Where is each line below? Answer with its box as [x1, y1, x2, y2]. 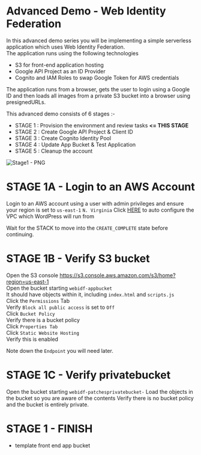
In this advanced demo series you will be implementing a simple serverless [6, 37, 192, 44]
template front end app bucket [14, 442, 91, 449]
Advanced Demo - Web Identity [6, 4, 166, 18]
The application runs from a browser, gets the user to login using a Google [6, 85, 190, 93]
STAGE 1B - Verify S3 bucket [6, 252, 150, 266]
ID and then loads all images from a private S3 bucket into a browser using [6, 92, 191, 99]
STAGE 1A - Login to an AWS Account [6, 180, 195, 194]
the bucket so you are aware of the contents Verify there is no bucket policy [6, 394, 194, 402]
